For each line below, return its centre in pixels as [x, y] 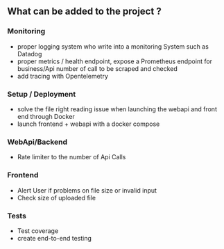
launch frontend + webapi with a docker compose [88, 124]
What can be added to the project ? [84, 11]
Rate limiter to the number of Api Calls [71, 157]
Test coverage [38, 231]
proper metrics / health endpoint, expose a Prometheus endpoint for [115, 61]
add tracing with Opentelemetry [63, 76]
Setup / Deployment [42, 94]
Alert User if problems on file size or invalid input [87, 190]
